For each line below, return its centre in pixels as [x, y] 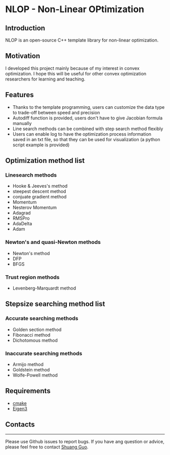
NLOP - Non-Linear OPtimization [75, 9]
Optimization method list [45, 161]
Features [19, 95]
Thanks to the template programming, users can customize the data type [89, 107]
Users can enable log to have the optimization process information [82, 134]
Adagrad [22, 213]
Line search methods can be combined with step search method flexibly [88, 129]
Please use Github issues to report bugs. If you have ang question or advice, [85, 441]
